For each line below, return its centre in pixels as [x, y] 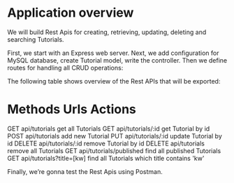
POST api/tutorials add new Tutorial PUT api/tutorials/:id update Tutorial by [115, 136]
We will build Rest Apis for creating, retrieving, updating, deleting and [107, 32]
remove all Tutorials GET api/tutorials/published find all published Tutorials [114, 150]
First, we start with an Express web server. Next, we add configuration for [113, 53]
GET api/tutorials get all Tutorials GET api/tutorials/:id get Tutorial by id [109, 128]
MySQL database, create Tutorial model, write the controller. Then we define [117, 60]
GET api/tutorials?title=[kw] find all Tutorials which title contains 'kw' [106, 158]
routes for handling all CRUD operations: [65, 67]
